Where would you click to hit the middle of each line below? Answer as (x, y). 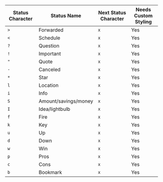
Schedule (49, 38)
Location (49, 85)
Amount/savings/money (66, 101)
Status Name (66, 16)
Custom (143, 16)
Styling (143, 22)
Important (50, 54)
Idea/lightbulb (54, 109)
